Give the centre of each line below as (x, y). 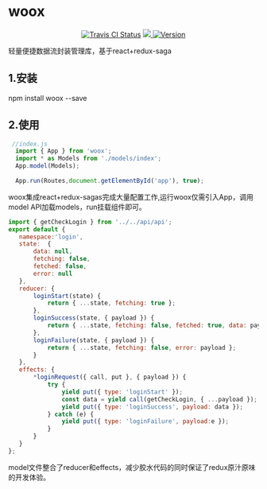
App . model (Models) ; (48, 166)
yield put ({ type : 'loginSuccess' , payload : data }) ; (153, 407)
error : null (53, 274)
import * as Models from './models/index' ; (88, 159)
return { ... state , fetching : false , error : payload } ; (142, 347)
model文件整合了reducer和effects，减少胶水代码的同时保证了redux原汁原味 (132, 467)
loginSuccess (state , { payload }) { (94, 318)
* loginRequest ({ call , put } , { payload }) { (110, 377)
